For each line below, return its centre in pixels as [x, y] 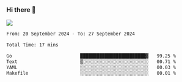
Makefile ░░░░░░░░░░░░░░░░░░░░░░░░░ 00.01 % [91, 73]
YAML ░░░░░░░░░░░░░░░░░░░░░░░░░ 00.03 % [91, 67]
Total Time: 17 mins [33, 45]
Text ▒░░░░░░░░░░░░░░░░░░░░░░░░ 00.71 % [91, 61]
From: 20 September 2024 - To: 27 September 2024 [71, 34]
